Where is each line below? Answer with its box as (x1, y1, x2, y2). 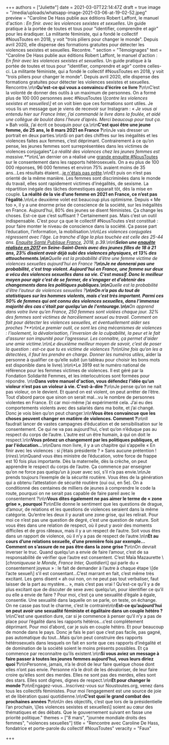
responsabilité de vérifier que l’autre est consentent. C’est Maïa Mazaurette (6, 554, 161, 560)
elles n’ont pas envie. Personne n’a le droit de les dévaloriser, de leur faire (6, 667, 157, 673)
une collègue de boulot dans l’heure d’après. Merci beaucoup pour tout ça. (6, 117, 161, 122)
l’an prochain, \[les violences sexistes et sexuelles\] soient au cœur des (6, 704, 153, 710)
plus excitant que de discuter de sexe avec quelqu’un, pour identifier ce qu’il (6, 587, 163, 592)
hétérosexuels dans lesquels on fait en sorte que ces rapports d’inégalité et (6, 640, 161, 645)
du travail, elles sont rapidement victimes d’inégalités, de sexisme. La (6, 180, 149, 187)
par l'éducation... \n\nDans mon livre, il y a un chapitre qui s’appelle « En (6, 442, 156, 448)
